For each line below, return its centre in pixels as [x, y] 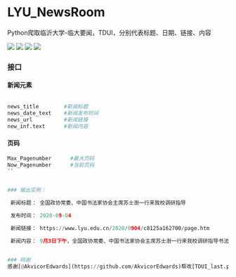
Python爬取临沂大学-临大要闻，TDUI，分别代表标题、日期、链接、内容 [110, 32]
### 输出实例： [27, 191]
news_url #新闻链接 [48, 120]
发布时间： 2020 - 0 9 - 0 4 [41, 216]
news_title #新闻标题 [48, 107]
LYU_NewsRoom [56, 12]
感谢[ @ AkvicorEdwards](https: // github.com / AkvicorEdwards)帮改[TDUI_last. [117, 266]
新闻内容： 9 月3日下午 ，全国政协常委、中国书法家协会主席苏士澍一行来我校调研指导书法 [120, 241]
